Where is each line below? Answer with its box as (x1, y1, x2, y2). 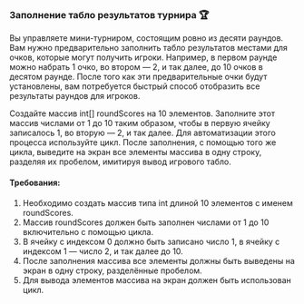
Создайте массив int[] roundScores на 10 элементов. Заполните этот (9, 108, 276, 119)
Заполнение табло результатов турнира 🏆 (9, 8, 210, 21)
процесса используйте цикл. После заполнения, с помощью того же (9, 137, 277, 148)
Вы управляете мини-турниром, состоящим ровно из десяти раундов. (9, 33, 284, 44)
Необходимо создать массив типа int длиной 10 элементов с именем (22, 197, 293, 208)
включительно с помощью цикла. (22, 226, 154, 237)
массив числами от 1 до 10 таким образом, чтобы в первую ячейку (9, 118, 270, 129)
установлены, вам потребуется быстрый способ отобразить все (9, 81, 260, 92)
